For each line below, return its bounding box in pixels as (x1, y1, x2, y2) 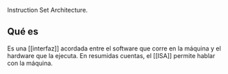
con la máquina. (7, 59, 54, 67)
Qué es (7, 26, 39, 37)
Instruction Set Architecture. (7, 6, 88, 14)
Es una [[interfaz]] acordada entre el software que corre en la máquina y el (7, 44, 221, 53)
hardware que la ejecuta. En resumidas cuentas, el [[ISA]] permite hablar (7, 51, 215, 59)
